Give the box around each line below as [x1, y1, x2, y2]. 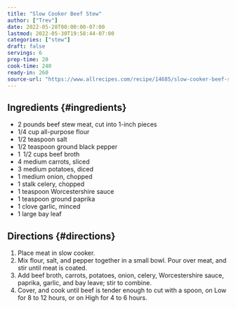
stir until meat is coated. [17, 264, 88, 272]
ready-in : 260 [7, 69, 49, 76]
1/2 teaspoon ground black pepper [17, 143, 118, 151]
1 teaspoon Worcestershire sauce [17, 188, 114, 196]
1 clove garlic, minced [17, 202, 81, 211]
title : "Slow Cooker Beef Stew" [7, 10, 102, 18]
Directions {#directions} [7, 230, 116, 242]
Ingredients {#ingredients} [7, 101, 127, 113]
